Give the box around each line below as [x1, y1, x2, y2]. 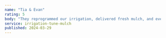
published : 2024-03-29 [4, 26, 52, 31]
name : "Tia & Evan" [4, 7, 45, 12]
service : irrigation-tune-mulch [4, 21, 71, 26]
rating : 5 [4, 12, 25, 17]
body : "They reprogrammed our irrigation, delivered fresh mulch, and [4, 16, 154, 21]
